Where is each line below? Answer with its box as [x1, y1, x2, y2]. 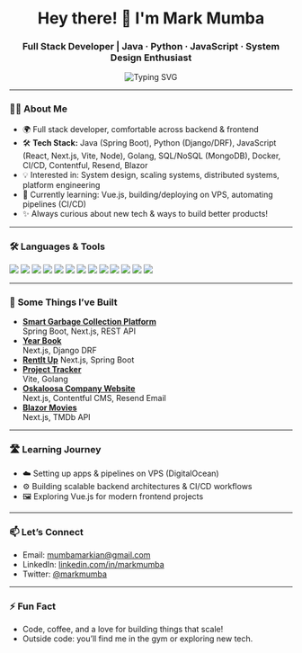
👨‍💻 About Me [9, 103, 67, 115]
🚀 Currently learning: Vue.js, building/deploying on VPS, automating [22, 189, 274, 200]
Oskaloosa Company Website [22, 383, 136, 394]
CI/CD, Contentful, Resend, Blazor [22, 159, 148, 170]
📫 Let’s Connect [9, 525, 84, 538]
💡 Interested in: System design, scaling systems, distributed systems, [22, 169, 280, 180]
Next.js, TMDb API [22, 412, 92, 423]
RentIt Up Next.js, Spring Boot [22, 354, 135, 365]
